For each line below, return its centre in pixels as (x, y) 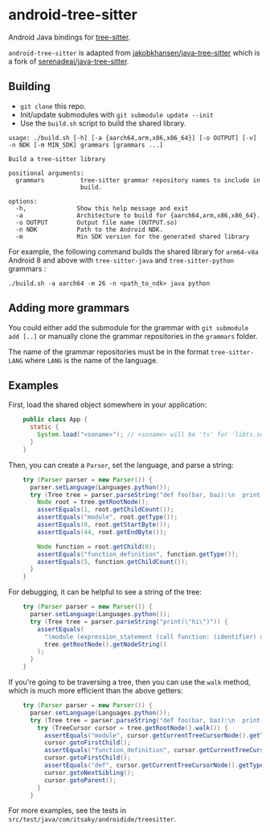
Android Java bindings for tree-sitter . (70, 37)
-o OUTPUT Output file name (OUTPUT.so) (97, 222)
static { (44, 427)
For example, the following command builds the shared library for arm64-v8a (133, 251)
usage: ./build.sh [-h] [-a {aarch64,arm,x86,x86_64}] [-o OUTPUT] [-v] (133, 138)
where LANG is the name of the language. (91, 360)
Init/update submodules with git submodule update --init (117, 114)
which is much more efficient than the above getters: (96, 691)
